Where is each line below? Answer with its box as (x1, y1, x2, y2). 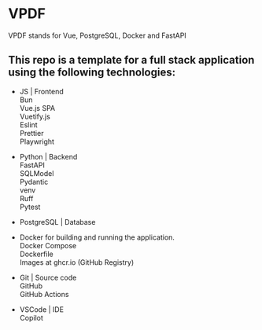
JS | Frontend (19, 86, 65, 96)
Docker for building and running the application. (19, 233, 175, 242)
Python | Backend (19, 152, 78, 161)
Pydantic (19, 177, 49, 186)
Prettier (19, 128, 44, 137)
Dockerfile (19, 249, 54, 258)
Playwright (19, 137, 55, 146)
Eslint (19, 119, 38, 130)
